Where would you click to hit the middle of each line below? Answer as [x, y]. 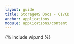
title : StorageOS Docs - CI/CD [37, 14]
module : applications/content [36, 23]
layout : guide [20, 10]
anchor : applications [27, 19]
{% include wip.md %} [28, 37]
